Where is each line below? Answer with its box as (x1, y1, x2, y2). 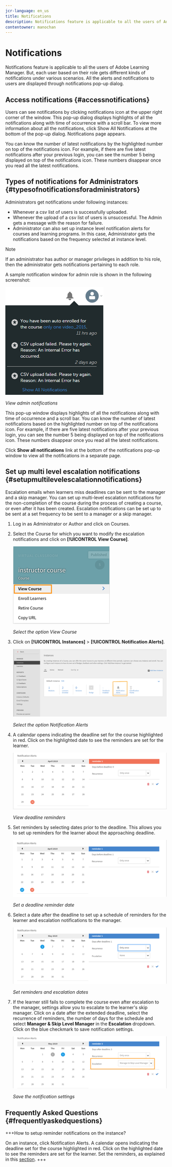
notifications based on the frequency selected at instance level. (12, 236, 147, 242)
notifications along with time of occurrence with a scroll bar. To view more (5, 120, 162, 126)
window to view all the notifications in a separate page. (5, 452, 121, 458)
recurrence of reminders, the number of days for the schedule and (12, 1015, 154, 1021)
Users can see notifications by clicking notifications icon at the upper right (5, 109, 162, 115)
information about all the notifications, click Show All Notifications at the (5, 126, 157, 131)
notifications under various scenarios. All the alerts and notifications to (5, 75, 155, 82)
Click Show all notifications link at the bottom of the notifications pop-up (5, 447, 160, 453)
